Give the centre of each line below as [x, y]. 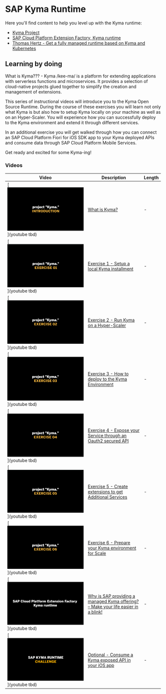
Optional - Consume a [110, 655]
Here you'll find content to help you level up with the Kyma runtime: [74, 23]
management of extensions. [34, 92]
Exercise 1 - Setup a [109, 263]
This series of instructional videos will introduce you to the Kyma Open [77, 101]
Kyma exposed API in [109, 660]
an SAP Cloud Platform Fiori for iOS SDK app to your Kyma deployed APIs [80, 137]
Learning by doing [34, 64]
